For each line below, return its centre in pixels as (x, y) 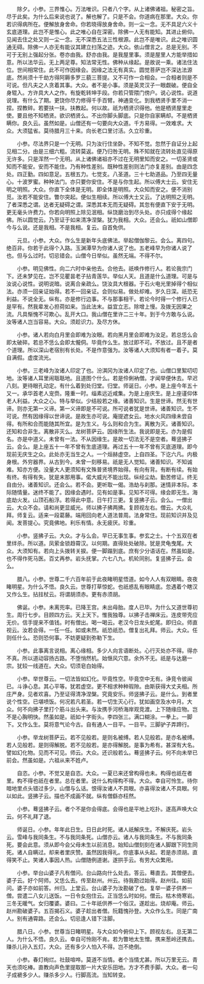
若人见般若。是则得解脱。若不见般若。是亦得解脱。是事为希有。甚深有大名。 (102, 745)
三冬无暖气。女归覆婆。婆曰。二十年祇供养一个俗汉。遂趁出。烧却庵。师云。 (102, 903)
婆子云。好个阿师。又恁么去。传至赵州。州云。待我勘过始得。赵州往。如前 (99, 880)
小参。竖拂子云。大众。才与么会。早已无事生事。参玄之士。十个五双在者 (107, 536)
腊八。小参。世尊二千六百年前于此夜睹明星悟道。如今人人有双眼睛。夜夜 (107, 579)
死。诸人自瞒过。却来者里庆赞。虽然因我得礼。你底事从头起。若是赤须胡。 (99, 852)
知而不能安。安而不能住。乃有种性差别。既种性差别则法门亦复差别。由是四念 (102, 167)
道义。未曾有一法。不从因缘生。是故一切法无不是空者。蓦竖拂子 (112, 439)
